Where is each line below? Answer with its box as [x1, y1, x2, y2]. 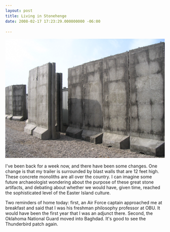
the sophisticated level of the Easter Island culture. [5, 190, 111, 196]
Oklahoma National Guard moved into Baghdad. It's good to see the [5, 216, 146, 222]
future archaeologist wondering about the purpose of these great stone [5, 179, 154, 185]
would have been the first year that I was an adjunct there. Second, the [5, 210, 153, 216]
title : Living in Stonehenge [5, 13, 67, 19]
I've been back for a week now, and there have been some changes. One [5, 163, 158, 169]
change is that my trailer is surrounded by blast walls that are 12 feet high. [5, 168, 159, 175]
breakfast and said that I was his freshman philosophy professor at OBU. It [5, 205, 160, 211]
